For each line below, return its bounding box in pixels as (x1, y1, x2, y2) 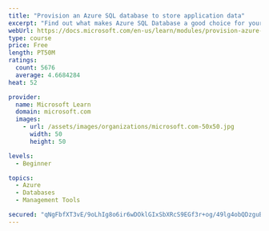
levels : (8, 152, 34, 160)
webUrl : (8, 26, 34, 34)
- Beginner (15, 159, 52, 168)
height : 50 (29, 137, 66, 145)
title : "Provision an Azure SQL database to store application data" (8, 11, 246, 20)
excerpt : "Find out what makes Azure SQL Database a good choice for (8, 19, 246, 27)
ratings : (8, 57, 38, 65)
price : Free (8, 42, 48, 50)
